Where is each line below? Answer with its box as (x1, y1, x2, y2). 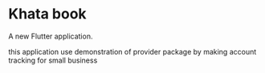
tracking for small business (8, 55, 98, 65)
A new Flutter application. (8, 31, 93, 41)
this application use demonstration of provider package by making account (8, 47, 257, 56)
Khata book (8, 5, 87, 23)
